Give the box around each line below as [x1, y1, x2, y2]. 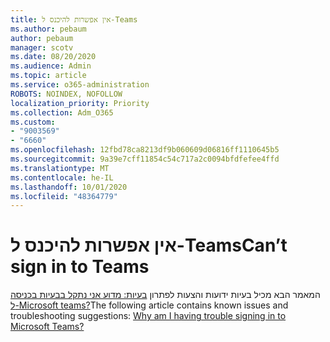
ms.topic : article [10, 71, 87, 81]
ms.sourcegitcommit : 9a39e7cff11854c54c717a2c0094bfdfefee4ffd [10, 154, 280, 164]
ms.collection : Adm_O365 [10, 107, 114, 118]
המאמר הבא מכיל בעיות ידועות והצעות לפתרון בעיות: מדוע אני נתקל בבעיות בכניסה [10, 289, 321, 301]
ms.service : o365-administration [10, 80, 150, 90]
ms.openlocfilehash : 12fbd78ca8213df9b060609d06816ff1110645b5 [10, 145, 280, 155]
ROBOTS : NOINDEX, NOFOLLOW [10, 89, 123, 99]
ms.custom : [10, 117, 56, 127]
